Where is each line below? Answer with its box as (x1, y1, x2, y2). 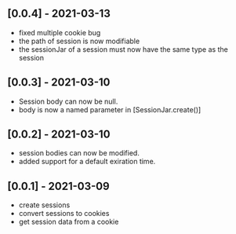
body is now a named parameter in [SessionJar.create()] (18, 104, 202, 114)
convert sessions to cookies (18, 209, 110, 218)
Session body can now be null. (18, 97, 118, 106)
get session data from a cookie (18, 217, 119, 227)
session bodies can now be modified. (18, 148, 140, 158)
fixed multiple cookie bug (18, 27, 101, 37)
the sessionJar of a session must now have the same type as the (18, 44, 228, 54)
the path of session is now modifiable (18, 36, 140, 46)
